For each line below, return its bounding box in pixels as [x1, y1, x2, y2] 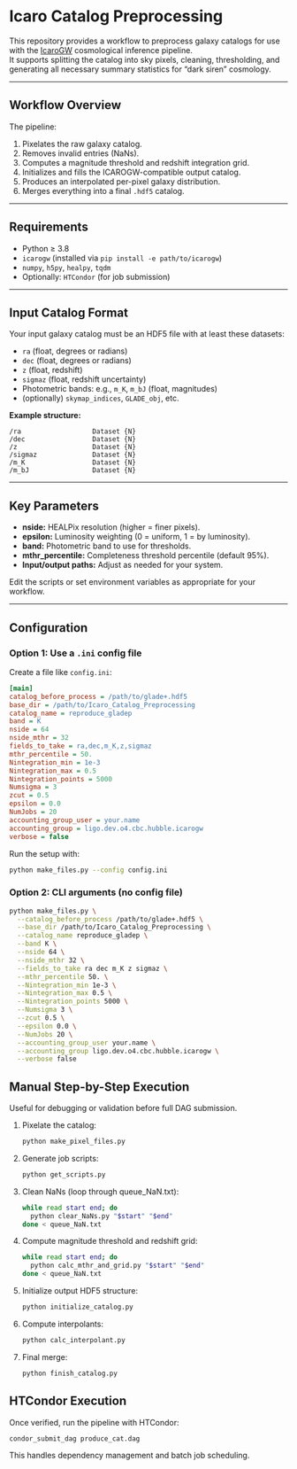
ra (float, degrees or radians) [21, 346, 128, 356]
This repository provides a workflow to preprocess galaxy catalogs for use [9, 35, 280, 46]
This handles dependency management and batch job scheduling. [9, 1450, 250, 1461]
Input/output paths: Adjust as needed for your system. [21, 560, 224, 571]
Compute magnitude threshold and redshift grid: [21, 1236, 198, 1247]
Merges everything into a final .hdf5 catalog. [21, 185, 185, 196]
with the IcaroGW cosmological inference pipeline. [9, 44, 193, 55]
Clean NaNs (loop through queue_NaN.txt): [21, 1185, 179, 1197]
